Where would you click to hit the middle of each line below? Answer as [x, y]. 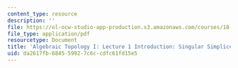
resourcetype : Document [42, 40]
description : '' [31, 21]
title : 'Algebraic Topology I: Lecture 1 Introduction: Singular [106, 47]
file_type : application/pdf [49, 34]
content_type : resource [42, 14]
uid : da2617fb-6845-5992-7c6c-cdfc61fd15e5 [73, 54]
